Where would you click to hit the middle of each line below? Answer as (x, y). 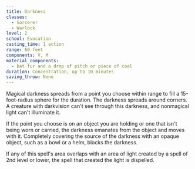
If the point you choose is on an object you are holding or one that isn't (92, 124)
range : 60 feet (25, 50)
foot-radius (20, 100)
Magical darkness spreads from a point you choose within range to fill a (93, 94)
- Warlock (23, 28)
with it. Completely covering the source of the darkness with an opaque (93, 136)
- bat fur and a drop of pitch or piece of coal (72, 66)
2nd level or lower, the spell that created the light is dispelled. (80, 160)
